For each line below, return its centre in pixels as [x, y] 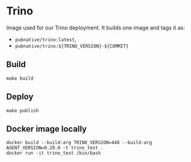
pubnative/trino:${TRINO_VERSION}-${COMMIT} [72, 46]
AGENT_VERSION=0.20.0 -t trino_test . [55, 148]
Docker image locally [47, 129]
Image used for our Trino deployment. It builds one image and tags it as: [95, 28]
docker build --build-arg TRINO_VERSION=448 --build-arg [79, 143]
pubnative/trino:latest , [45, 39]
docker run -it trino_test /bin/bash [54, 153]
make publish [23, 110]
